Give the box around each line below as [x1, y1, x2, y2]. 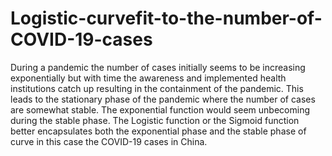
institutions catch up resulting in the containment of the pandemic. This [10, 82, 304, 94]
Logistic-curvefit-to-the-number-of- [10, 7, 323, 30]
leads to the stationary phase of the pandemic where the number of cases [10, 93, 316, 105]
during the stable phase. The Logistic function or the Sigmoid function [10, 114, 300, 126]
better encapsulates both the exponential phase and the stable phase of [10, 125, 307, 137]
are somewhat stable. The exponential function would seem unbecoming [10, 103, 310, 116]
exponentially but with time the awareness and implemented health [10, 72, 287, 84]
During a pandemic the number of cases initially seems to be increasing [10, 61, 306, 73]
